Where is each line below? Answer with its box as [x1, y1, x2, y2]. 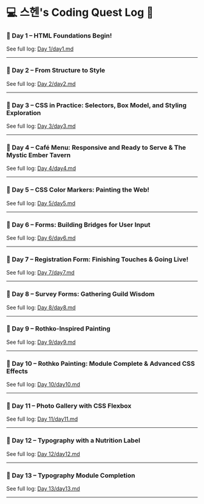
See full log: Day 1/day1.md [6, 45, 74, 52]
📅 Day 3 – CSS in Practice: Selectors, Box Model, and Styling [6, 101, 187, 110]
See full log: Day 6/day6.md [6, 234, 76, 241]
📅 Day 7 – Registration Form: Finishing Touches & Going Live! [6, 255, 189, 264]
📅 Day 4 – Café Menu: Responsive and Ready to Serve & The [6, 144, 186, 152]
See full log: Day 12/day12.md [6, 450, 80, 457]
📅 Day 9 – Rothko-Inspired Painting [6, 324, 110, 333]
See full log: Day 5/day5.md [6, 199, 76, 207]
